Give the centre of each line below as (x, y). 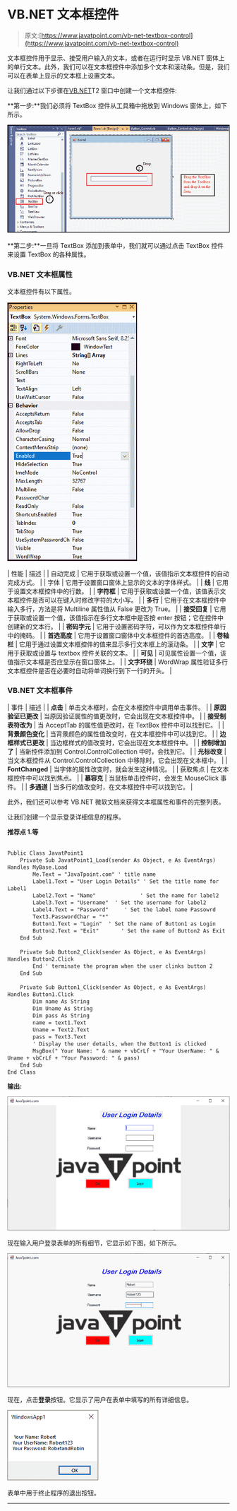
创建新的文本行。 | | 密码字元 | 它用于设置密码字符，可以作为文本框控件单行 (117, 627)
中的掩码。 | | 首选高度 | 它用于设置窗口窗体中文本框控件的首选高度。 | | (111, 635)
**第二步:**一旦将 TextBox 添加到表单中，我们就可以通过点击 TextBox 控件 (116, 246)
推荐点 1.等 (23, 831)
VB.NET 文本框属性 (40, 275)
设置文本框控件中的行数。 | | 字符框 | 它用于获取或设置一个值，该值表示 (116, 591)
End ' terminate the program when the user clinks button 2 (123, 966)
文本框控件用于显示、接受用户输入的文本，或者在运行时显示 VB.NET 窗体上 (116, 58)
